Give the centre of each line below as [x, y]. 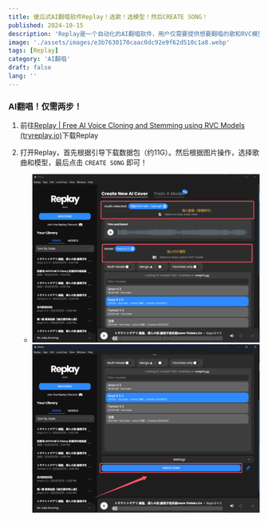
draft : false [30, 68]
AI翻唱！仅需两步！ [45, 106]
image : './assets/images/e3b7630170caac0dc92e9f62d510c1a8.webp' [119, 42]
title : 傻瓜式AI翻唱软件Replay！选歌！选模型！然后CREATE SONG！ [108, 17]
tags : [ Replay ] [33, 51]
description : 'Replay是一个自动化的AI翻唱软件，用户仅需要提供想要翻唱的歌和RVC [130, 34]
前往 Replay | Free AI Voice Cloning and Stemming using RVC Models [132, 126]
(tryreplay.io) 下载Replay [59, 135]
